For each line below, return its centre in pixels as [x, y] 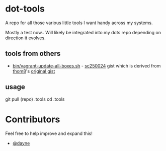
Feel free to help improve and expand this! [49, 133]
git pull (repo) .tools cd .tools [35, 99]
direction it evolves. [26, 38]
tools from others [33, 54]
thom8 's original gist [34, 71]
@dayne [21, 143]
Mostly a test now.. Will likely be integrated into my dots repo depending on [83, 32]
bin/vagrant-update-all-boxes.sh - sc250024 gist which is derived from [87, 65]
